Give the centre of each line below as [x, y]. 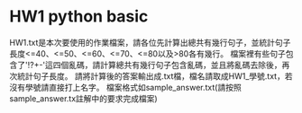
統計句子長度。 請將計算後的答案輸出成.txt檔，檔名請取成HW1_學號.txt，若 [155, 76]
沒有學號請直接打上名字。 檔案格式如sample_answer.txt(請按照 [125, 87]
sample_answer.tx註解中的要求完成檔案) [83, 98]
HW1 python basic [79, 17]
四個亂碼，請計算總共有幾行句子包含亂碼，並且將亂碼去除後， [167, 65]
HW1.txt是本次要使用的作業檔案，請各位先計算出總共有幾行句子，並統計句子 [150, 42]
